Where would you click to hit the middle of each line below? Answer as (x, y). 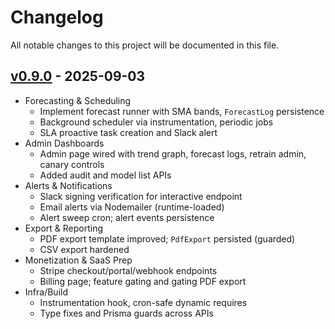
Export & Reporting (64, 228)
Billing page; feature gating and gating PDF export (143, 281)
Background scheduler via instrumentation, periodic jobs (156, 122)
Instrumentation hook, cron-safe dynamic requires (143, 302)
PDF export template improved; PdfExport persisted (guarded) (167, 238)
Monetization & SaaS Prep (78, 260)
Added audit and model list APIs (105, 175)
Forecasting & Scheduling (78, 100)
